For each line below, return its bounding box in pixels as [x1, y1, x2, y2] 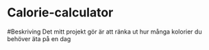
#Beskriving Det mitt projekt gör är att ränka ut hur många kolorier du [7, 27, 202, 36]
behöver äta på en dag [7, 34, 71, 42]
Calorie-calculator [7, 5, 114, 21]
